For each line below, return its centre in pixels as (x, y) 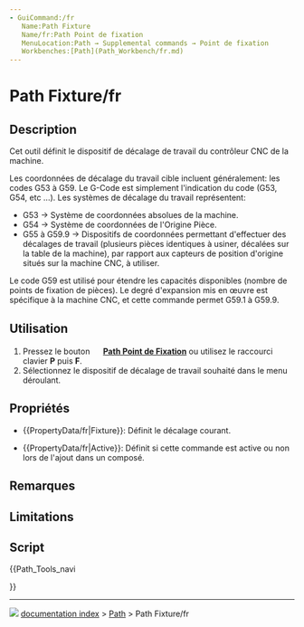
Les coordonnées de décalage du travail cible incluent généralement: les (145, 178)
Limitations (42, 517)
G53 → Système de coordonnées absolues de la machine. (130, 215)
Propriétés (40, 408)
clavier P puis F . (52, 361)
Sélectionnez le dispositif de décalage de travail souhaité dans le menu (155, 370)
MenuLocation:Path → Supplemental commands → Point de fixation (145, 43)
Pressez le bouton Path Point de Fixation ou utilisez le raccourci (147, 351)
